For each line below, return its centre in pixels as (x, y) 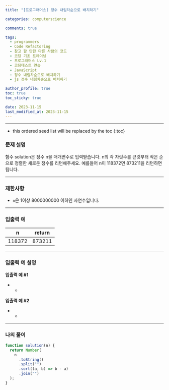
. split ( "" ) (30, 364)
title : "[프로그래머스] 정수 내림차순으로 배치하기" (52, 10)
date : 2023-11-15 (23, 107)
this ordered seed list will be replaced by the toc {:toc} (69, 131)
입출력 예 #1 (17, 274)
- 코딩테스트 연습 (25, 65)
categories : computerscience (36, 19)
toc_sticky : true (23, 98)
